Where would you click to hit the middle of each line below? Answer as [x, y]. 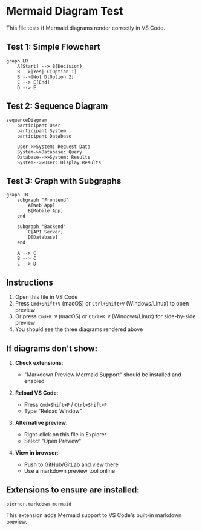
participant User [39, 125]
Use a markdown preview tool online [70, 471]
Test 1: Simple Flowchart [53, 47]
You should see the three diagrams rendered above [79, 329]
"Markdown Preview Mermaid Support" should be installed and [103, 375]
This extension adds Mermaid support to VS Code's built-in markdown [94, 515]
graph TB [17, 195]
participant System [42, 131]
